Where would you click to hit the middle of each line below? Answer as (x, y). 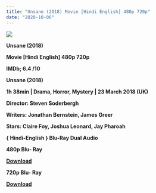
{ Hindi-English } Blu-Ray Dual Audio (52, 138)
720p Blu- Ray (24, 172)
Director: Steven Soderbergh (43, 103)
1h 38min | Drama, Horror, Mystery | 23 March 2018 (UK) (77, 91)
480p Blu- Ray (24, 149)
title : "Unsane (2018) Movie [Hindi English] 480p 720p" (78, 12)
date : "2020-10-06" (30, 17)
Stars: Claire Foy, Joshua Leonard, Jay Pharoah (66, 126)
